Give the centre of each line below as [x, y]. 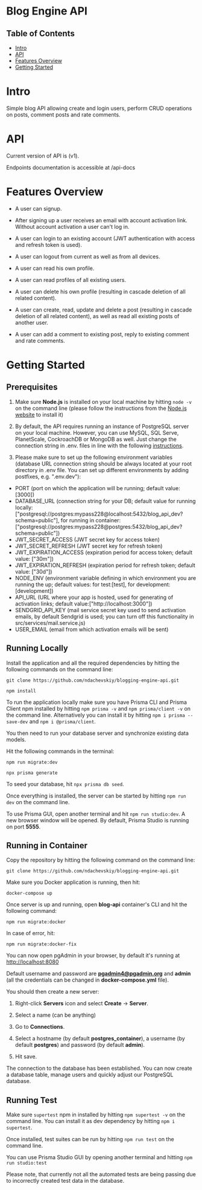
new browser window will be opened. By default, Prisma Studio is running [98, 820]
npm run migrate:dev [32, 762]
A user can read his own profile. [55, 268]
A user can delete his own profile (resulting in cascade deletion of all [100, 292]
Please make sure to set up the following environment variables [94, 457]
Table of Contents [41, 34]
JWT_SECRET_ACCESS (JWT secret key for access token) [87, 539]
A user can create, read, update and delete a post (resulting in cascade [103, 310]
